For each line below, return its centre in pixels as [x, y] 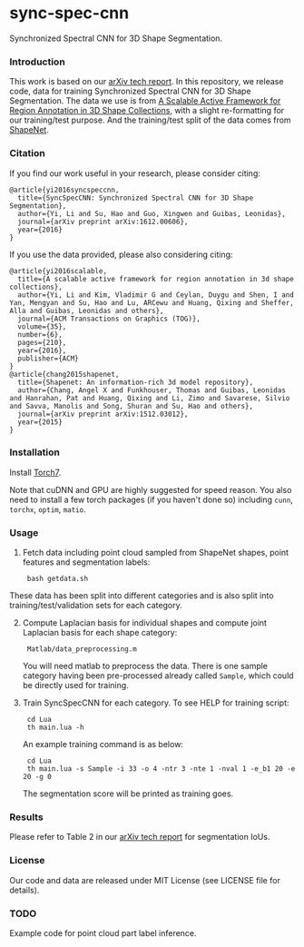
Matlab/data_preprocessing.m [82, 649]
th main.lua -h [55, 728]
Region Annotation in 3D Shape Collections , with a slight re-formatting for [147, 111]
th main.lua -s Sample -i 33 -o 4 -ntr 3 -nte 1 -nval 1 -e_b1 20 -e [161, 769]
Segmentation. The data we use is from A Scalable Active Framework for [145, 101]
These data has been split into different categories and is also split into [142, 596]
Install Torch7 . [35, 472]
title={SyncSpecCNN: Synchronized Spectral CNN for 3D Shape [136, 198]
